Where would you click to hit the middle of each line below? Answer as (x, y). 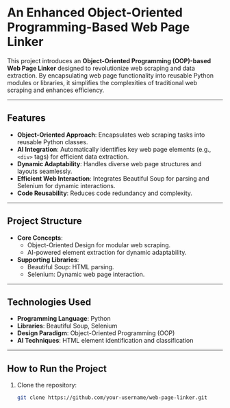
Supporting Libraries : (48, 260)
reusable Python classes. (52, 141)
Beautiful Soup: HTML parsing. (71, 267)
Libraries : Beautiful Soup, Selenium (67, 326)
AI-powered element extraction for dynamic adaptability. (107, 252)
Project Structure (44, 221)
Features (26, 118)
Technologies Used (49, 302)
